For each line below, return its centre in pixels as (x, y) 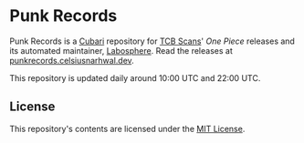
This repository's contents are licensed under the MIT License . (127, 128)
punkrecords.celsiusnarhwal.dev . (72, 60)
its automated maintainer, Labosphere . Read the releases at (121, 50)
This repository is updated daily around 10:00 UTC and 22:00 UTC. (135, 77)
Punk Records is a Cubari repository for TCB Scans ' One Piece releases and (152, 41)
